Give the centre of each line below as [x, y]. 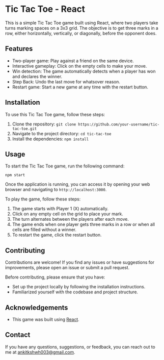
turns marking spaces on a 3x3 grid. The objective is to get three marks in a [82, 28]
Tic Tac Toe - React [45, 9]
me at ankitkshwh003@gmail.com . [40, 352]
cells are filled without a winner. [44, 230]
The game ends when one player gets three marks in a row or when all [83, 224]
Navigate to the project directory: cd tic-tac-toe [62, 133]
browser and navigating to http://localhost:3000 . [56, 190]
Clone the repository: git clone [44, 124]
